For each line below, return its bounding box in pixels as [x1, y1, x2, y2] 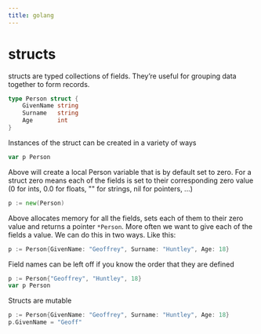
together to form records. [8, 79, 90, 89]
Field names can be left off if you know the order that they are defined [8, 260, 235, 269]
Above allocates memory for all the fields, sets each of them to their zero [8, 213, 244, 223]
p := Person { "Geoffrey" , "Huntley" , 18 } [8, 274, 143, 282]
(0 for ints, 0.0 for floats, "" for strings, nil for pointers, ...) [8, 183, 194, 193]
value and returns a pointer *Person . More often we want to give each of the [8, 221, 253, 231]
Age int [22, 117, 68, 125]
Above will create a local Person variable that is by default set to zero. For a [8, 167, 252, 176]
